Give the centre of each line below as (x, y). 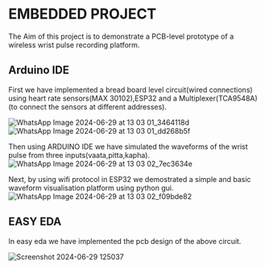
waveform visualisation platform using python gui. (91, 188)
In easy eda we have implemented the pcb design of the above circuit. (125, 241)
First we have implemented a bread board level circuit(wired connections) (130, 89)
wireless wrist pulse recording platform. (74, 44)
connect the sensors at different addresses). (93, 106)
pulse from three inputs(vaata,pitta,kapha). (79, 155)
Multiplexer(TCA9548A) (218, 98)
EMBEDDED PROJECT (83, 14)
